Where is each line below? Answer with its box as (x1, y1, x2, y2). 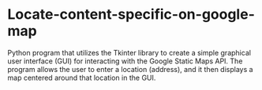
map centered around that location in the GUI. (7, 73, 156, 82)
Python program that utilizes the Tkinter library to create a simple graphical (7, 48, 252, 57)
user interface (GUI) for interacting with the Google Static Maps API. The (7, 56, 243, 66)
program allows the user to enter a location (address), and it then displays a (7, 64, 253, 74)
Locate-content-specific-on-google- (7, 5, 256, 23)
